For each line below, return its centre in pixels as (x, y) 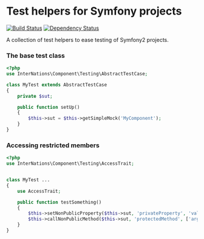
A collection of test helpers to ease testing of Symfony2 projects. (87, 40)
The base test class (36, 55)
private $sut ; (35, 96)
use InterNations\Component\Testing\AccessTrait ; (70, 164)
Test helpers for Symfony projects (94, 11)
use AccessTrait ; (39, 191)
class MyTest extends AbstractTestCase (57, 85)
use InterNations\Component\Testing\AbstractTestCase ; (77, 74)
